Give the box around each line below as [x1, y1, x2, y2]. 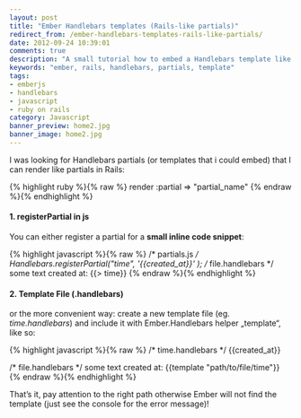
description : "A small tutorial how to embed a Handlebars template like [9, 55, 292, 64]
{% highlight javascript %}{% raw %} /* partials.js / [9, 248, 199, 260]
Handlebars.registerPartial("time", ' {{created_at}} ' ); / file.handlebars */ [9, 258, 274, 269]
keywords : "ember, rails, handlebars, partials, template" [9, 64, 235, 73]
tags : [9, 72, 30, 81]
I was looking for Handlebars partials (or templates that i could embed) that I [9, 154, 292, 165]
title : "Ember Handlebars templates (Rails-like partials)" [9, 22, 240, 30]
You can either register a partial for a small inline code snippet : [9, 231, 244, 242]
